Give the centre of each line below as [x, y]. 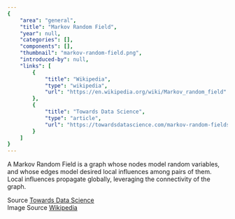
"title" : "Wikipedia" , [78, 79]
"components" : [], [47, 46]
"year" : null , [40, 33]
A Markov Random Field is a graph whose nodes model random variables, [114, 164]
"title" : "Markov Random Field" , [69, 27]
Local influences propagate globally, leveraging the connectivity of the [109, 179]
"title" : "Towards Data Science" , [95, 112]
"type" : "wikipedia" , [76, 86]
